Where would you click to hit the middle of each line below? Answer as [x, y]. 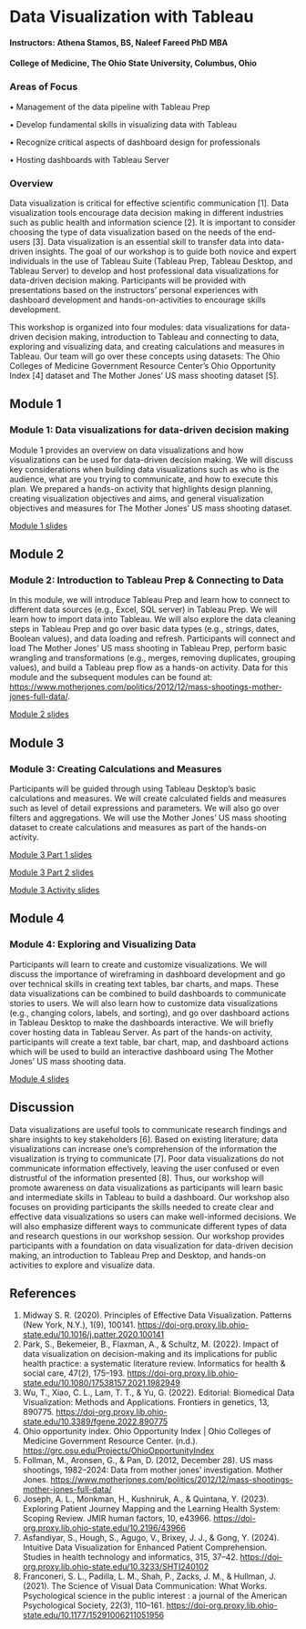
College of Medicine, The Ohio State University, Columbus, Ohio [133, 63]
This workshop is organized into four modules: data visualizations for [139, 327]
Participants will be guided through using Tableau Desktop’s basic [133, 789]
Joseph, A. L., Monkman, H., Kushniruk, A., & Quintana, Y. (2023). [146, 1499]
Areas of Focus [44, 87]
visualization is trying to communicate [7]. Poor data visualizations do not [147, 1158]
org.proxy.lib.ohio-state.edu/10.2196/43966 [104, 1528]
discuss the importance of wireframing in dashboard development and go [148, 974]
